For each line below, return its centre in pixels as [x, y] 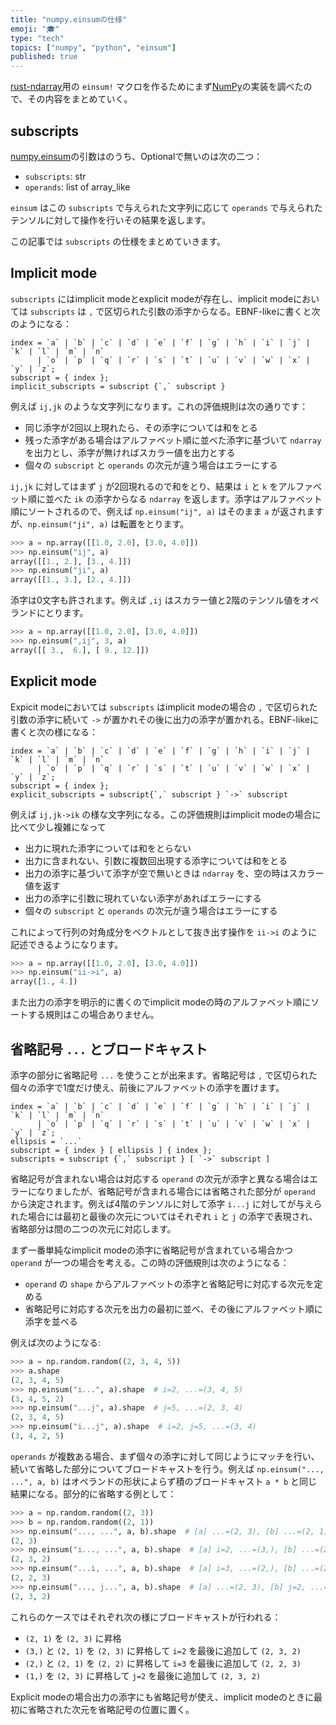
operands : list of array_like [77, 187]
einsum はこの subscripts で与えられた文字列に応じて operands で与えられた [166, 207]
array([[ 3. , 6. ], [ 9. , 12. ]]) [80, 650]
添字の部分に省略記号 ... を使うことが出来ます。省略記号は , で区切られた [164, 1075]
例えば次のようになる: [56, 1342]
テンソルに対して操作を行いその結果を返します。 [111, 220]
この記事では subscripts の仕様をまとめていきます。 [118, 241]
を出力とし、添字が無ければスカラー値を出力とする [130, 452]
